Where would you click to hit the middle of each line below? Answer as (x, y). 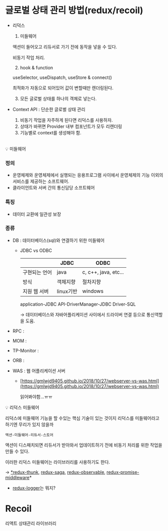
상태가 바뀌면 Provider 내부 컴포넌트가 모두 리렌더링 (71, 126)
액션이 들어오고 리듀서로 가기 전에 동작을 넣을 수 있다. (65, 46)
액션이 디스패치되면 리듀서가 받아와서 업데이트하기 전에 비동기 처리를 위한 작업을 (84, 445)
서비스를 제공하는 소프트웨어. (41, 181)
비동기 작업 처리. (29, 57)
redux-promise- (123, 472)
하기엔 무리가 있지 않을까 (29, 424)
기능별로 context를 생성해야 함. (51, 132)
